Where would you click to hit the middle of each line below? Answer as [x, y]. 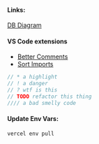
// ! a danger [28, 84]
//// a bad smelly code [42, 103]
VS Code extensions [37, 41]
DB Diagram [24, 25]
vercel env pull [31, 134]
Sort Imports [35, 64]
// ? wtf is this [32, 90]
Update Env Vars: [33, 119]
